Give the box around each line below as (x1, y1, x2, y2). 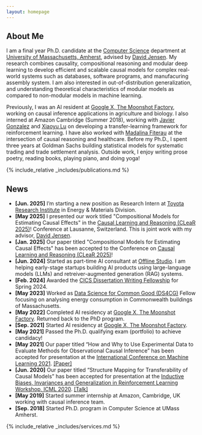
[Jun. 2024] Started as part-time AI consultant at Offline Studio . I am (14, 257, 186, 265)
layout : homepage (6, 8, 50, 15)
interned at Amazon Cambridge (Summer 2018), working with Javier (6, 116, 175, 124)
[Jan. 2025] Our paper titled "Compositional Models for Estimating (14, 239, 180, 246)
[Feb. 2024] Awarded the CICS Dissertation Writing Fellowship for (14, 277, 179, 284)
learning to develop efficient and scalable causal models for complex (6, 66, 177, 74)
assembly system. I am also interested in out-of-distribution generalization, (6, 79, 192, 86)
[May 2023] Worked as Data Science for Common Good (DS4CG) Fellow (14, 290, 196, 297)
